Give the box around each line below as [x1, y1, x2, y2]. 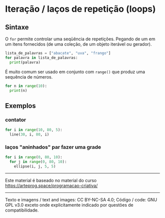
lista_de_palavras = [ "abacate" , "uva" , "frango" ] [5, 51, 111, 55]
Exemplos [5, 102, 36, 110]
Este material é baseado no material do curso [5, 177, 97, 183]
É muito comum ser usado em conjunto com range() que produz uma [5, 69, 145, 75]
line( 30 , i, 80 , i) [9, 132, 50, 137]
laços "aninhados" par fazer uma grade [5, 143, 102, 150]
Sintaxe [5, 23, 29, 31]
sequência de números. [5, 74, 53, 80]
